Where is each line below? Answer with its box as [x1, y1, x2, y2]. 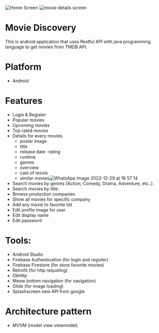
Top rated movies [12, 127, 49, 133]
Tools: [5, 235, 31, 246]
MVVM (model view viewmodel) [12, 322, 78, 328]
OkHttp [12, 272, 27, 278]
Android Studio [12, 251, 43, 257]
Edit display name [12, 212, 49, 218]
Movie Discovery [5, 22, 77, 33]
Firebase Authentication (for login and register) [12, 256, 109, 262]
